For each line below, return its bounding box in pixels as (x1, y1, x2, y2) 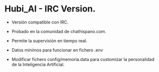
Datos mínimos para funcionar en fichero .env (11, 47, 103, 53)
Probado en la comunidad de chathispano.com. (11, 28, 107, 34)
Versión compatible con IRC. (11, 19, 69, 25)
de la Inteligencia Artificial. (11, 61, 65, 67)
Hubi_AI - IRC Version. (4, 3, 96, 14)
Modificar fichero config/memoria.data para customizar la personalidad (11, 56, 155, 62)
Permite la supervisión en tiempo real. (11, 37, 88, 44)
